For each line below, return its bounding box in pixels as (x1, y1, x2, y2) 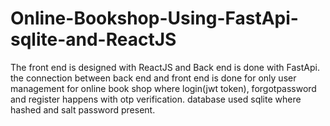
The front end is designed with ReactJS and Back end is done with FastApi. (10, 61, 320, 73)
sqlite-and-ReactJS (10, 28, 177, 51)
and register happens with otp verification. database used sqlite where (10, 93, 302, 105)
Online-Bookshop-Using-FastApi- (10, 7, 299, 30)
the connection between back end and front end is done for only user (10, 72, 297, 84)
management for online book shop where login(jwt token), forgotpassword (10, 82, 317, 94)
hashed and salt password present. (10, 103, 156, 116)
